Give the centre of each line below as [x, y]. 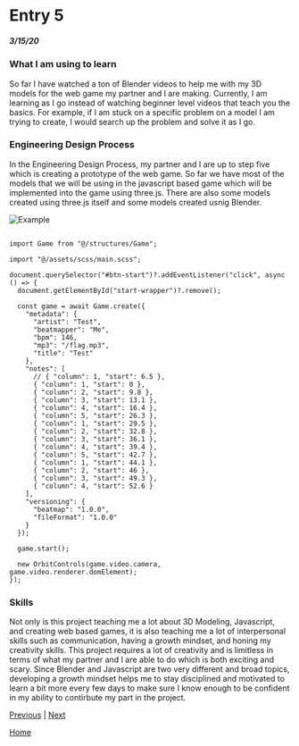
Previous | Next [37, 715]
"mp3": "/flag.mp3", [71, 345]
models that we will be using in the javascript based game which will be [141, 183]
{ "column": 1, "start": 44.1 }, [95, 462]
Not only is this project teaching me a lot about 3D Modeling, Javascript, [142, 622]
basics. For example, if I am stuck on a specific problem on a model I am [142, 112]
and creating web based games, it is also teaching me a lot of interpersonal [148, 632]
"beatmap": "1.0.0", [71, 509]
